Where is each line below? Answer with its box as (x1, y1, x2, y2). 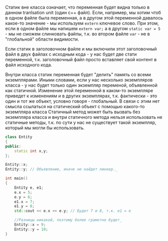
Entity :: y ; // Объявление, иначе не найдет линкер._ (5, 167, 118, 172)
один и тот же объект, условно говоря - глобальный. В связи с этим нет (5, 98, 160, 104)
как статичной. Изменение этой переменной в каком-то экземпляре (5, 88, 153, 93)
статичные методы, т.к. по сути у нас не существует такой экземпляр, (5, 120, 156, 125)
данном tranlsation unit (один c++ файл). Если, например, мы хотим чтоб (5, 10, 161, 16)
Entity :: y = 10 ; (14, 226, 49, 232)
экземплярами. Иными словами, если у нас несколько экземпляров (5, 77, 153, 83)
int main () (5, 176, 28, 181)
